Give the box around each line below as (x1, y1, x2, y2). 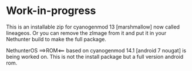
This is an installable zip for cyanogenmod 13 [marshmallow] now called (6, 23, 180, 30)
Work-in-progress (6, 4, 96, 17)
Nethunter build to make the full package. (6, 35, 107, 42)
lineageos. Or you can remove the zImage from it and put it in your (6, 29, 167, 36)
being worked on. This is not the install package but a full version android (6, 53, 184, 60)
